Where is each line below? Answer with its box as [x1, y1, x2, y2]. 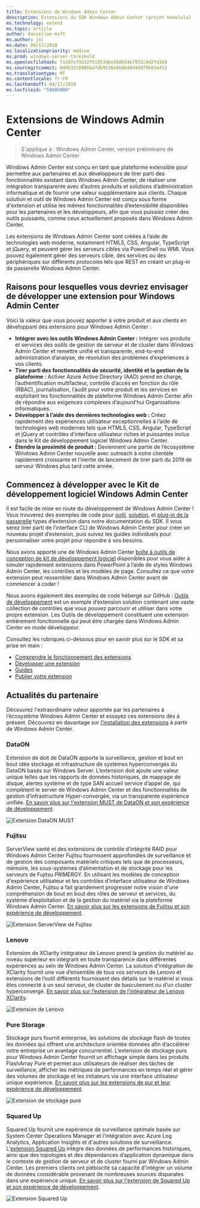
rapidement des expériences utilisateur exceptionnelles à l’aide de [14, 417, 178, 425]
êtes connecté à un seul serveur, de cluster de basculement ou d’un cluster [6, 982, 192, 989]
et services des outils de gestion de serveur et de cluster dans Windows [14, 341, 193, 348]
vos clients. [14, 360, 44, 367]
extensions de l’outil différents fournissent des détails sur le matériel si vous [6, 975, 193, 982]
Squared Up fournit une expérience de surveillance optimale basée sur [6, 1126, 181, 1133]
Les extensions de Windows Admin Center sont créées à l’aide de [6, 232, 168, 240]
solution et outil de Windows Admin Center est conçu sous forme [6, 195, 167, 202]
